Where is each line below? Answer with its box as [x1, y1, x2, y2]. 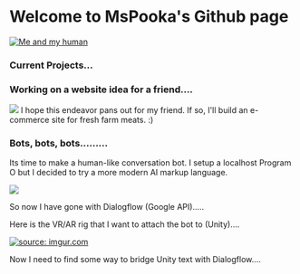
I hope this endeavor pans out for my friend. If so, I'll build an [20, 105, 248, 116]
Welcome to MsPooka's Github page [9, 6, 289, 27]
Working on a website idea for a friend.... [9, 83, 193, 96]
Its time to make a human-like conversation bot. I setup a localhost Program [9, 157, 292, 168]
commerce [9, 115, 50, 126]
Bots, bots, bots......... [9, 137, 109, 150]
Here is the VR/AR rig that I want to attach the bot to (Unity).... [9, 219, 240, 230]
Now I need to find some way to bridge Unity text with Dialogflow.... [9, 254, 261, 265]
